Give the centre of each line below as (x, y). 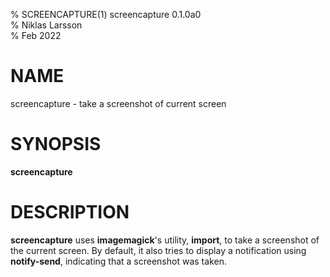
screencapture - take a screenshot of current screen (118, 103)
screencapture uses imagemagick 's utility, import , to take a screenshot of (165, 240)
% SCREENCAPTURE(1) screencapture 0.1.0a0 (106, 14)
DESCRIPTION (70, 212)
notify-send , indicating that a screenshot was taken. (118, 261)
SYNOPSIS (56, 144)
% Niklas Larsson (46, 25)
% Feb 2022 (36, 35)
